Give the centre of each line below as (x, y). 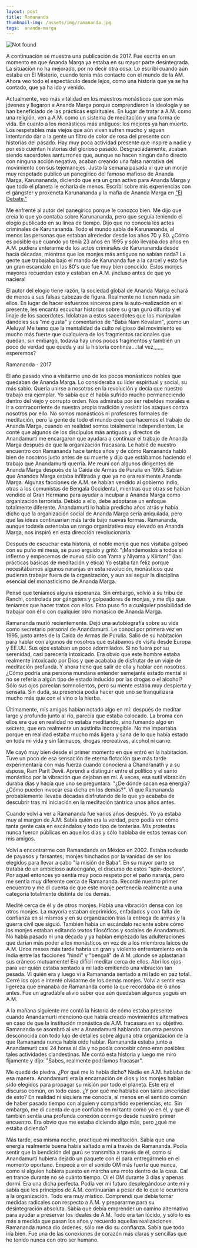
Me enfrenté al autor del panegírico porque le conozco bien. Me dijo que (94, 210)
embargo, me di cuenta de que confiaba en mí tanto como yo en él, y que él (98, 1110)
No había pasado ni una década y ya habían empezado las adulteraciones (96, 936)
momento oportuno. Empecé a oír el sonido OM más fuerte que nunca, (92, 1165)
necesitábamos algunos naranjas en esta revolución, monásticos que (90, 569)
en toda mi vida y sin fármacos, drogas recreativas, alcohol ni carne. (89, 741)
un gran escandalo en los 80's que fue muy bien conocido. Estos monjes (94, 267)
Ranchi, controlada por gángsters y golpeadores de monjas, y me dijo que (96, 599)
